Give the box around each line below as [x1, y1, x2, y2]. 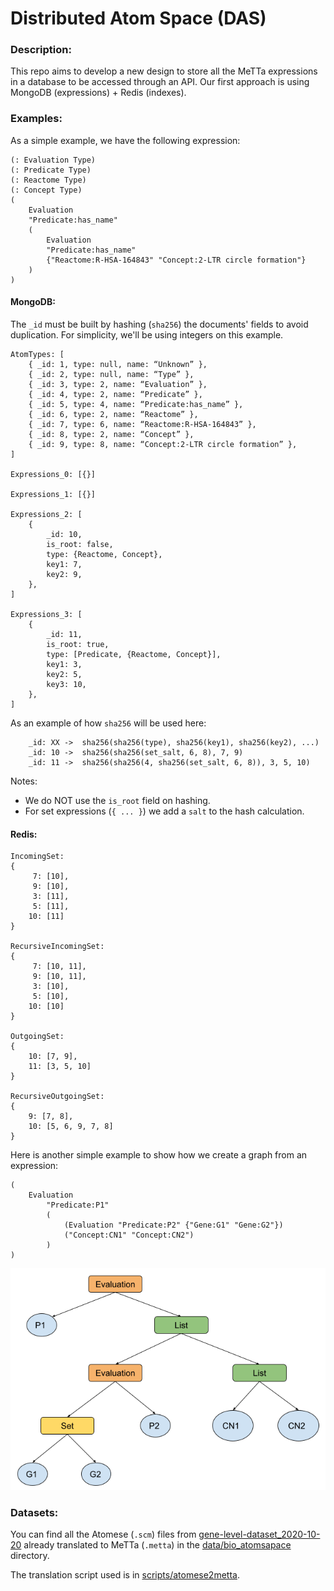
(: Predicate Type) [10, 165, 92, 175]
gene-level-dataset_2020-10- [198, 1528, 321, 1541]
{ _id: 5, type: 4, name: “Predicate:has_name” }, [28, 399, 244, 409]
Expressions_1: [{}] [10, 489, 97, 499]
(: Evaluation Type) [10, 155, 97, 165]
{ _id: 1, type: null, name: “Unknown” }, [28, 359, 208, 369]
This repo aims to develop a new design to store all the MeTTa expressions [10, 65, 318, 77]
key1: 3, [46, 659, 83, 669]
